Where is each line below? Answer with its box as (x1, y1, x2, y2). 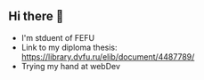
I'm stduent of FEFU (20, 32, 95, 43)
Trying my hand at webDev (20, 60, 121, 71)
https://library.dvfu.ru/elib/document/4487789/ (20, 51, 195, 62)
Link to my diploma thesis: (20, 42, 118, 52)
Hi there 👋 (8, 9, 64, 24)
